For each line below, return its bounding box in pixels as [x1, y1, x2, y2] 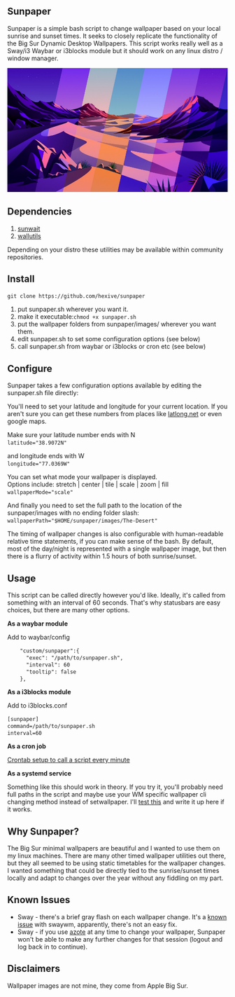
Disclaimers [7, 963, 61, 975]
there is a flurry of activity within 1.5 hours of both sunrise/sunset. [7, 552, 197, 561]
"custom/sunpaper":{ [20, 647, 80, 654]
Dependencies [7, 206, 72, 218]
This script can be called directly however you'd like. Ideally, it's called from [7, 591, 226, 600]
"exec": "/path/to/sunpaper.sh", [25, 654, 124, 661]
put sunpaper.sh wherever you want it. [17, 305, 129, 314]
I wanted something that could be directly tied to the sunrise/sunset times [7, 866, 220, 874]
